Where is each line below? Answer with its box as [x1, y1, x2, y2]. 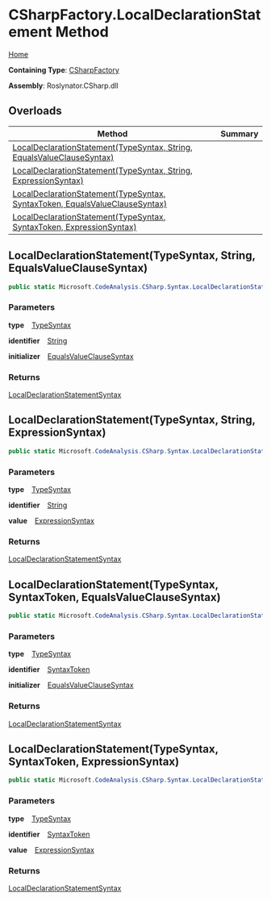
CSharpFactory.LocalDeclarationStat [8, 6, 261, 24]
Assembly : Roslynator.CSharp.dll [8, 81, 119, 90]
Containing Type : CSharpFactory [8, 65, 119, 74]
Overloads [8, 104, 62, 118]
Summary [220, 127, 259, 139]
